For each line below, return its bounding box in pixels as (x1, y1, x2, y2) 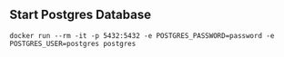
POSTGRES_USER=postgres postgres (9, 39, 137, 48)
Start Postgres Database (9, 7, 152, 23)
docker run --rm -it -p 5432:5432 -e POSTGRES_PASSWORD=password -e (9, 31, 275, 40)
